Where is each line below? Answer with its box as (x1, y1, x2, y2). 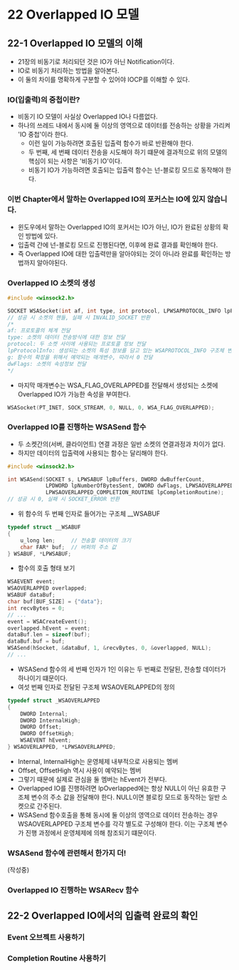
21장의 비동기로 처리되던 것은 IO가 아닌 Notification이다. (17, 58, 175, 66)
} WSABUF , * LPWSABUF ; (7, 550, 72, 557)
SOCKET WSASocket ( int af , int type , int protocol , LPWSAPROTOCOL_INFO (7, 307, 221, 315)
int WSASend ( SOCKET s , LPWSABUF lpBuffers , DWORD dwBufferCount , (7, 476, 205, 483)
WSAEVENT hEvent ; (20, 737, 72, 744)
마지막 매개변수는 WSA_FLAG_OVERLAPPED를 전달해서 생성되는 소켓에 (17, 381, 218, 389)
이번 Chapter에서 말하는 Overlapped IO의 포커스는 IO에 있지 (7, 194, 206, 204)
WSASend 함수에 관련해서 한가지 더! (7, 848, 127, 858)
